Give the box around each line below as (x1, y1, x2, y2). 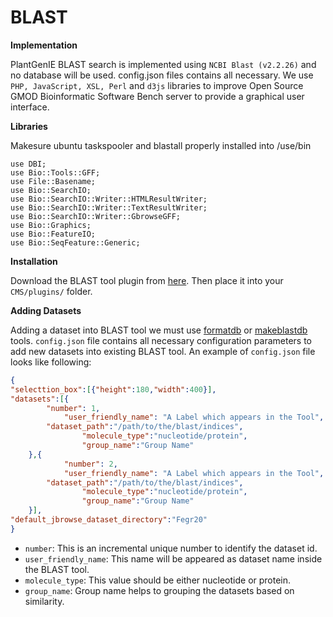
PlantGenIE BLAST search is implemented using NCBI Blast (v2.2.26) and (10, 58, 317, 70)
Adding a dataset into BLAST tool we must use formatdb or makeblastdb (10, 324, 308, 336)
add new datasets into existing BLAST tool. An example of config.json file (10, 345, 316, 357)
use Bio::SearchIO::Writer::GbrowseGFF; (10, 211, 182, 221)
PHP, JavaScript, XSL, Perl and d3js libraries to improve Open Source (10, 79, 304, 91)
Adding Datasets (10, 304, 82, 316)
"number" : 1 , (46, 403, 101, 413)
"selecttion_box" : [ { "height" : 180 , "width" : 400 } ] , (10, 384, 217, 395)
